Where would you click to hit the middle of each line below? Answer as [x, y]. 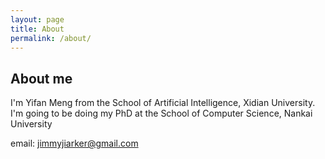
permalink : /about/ [51, 38]
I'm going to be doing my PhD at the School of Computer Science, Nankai [161, 113]
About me [41, 78]
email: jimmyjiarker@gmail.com [74, 143]
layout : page [37, 19]
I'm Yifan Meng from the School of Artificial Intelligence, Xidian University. [163, 103]
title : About [37, 29]
